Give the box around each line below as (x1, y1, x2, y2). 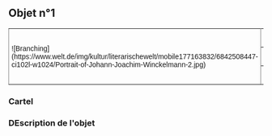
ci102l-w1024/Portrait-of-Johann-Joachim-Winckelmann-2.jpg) (11, 60, 206, 69)
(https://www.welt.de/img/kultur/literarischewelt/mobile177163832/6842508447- (11, 52, 259, 61)
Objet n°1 (8, 6, 56, 20)
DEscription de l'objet (8, 117, 96, 128)
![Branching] (11, 43, 50, 53)
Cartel (8, 96, 34, 107)
